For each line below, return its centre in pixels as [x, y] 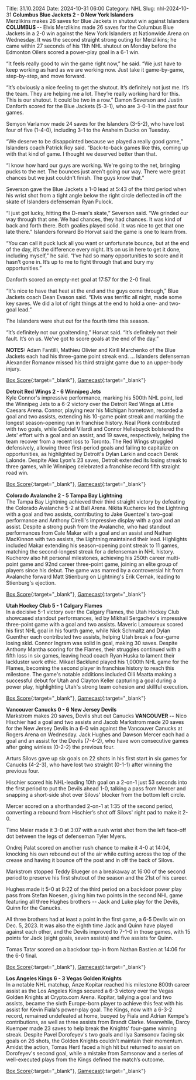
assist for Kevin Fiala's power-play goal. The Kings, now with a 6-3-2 [89, 1009]
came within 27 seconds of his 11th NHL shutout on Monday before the [91, 46]
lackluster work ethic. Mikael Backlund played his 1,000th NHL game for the [97, 662]
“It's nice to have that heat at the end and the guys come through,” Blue [92, 291]
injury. [14, 369]
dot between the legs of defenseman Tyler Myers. [66, 836]
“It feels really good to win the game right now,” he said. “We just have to [94, 63]
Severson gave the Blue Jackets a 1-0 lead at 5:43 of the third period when [96, 189]
